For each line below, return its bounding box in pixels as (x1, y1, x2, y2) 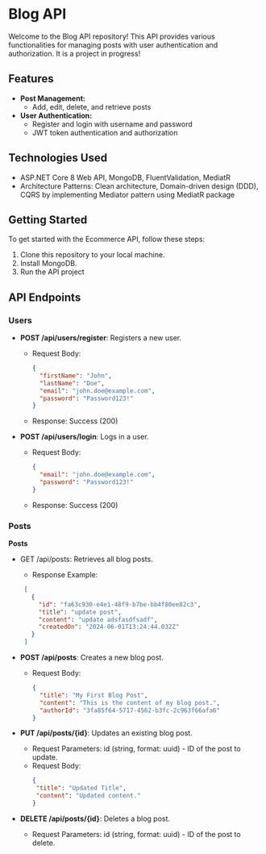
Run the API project (19, 267, 85, 277)
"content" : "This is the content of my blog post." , (39, 698, 220, 706)
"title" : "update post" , (38, 608, 123, 616)
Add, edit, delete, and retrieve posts (31, 102, 152, 111)
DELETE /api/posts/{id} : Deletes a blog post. (19, 814, 171, 823)
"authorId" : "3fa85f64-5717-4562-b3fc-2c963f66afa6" (39, 706, 220, 714)
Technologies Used (8, 151, 107, 165)
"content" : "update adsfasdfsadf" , (38, 615, 158, 623)
